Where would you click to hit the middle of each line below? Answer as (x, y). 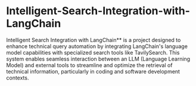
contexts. (18, 78)
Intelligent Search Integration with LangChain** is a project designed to (94, 40)
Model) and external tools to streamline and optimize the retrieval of (89, 65)
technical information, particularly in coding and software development (93, 71)
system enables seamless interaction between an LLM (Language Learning (98, 59)
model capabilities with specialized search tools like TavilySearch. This (93, 52)
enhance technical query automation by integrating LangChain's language (97, 46)
